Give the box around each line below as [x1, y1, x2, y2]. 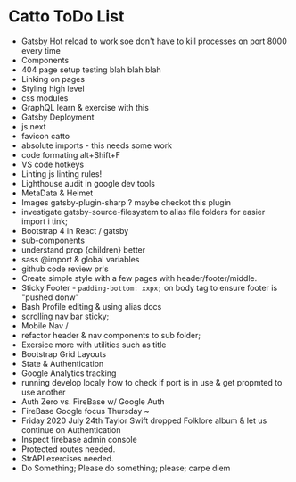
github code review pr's [21, 263, 109, 274]
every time [21, 45, 62, 55]
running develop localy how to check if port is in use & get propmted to [21, 377, 283, 387]
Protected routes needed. [21, 444, 116, 454]
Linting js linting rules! [21, 168, 103, 179]
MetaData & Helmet [21, 187, 94, 198]
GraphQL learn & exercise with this [21, 102, 149, 112]
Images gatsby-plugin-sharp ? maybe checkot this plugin [21, 196, 231, 207]
